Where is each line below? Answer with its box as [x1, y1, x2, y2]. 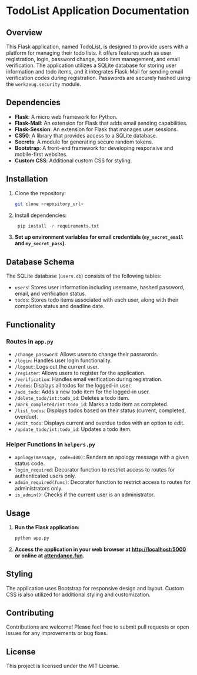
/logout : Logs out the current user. [14, 363, 99, 370]
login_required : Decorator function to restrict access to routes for [14, 466, 175, 473]
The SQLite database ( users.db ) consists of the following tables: [6, 272, 162, 280]
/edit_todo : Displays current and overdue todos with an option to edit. [14, 419, 185, 426]
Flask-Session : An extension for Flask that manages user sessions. [14, 125, 178, 133]
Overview [6, 28, 43, 38]
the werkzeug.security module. [6, 81, 81, 88]
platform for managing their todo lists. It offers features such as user [6, 49, 172, 56]
